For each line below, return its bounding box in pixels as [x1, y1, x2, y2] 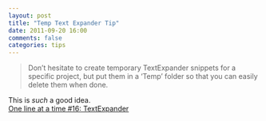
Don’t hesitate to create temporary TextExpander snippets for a [27, 63, 236, 72]
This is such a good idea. [8, 96, 91, 105]
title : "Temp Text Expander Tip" [8, 19, 120, 27]
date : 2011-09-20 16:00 [8, 26, 88, 34]
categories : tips [8, 41, 66, 49]
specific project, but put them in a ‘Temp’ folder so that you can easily [27, 72, 258, 81]
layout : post [8, 11, 52, 20]
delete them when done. [27, 80, 109, 90]
